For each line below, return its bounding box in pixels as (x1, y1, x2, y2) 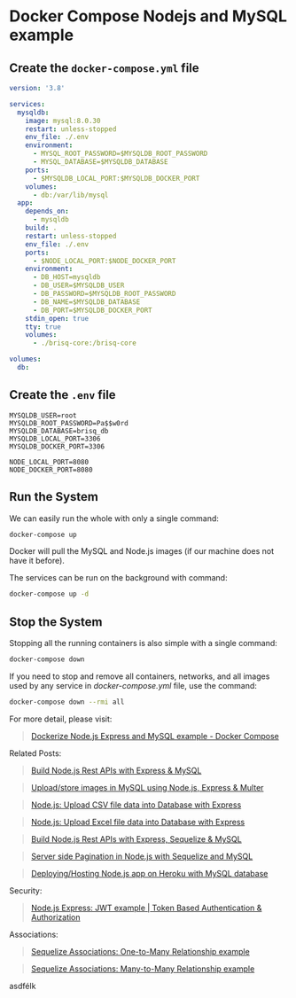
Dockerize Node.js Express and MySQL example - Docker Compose (30, 730, 279, 741)
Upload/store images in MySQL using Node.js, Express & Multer (30, 782, 264, 792)
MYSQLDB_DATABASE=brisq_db (9, 426, 109, 435)
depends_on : (25, 207, 69, 216)
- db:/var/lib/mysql (32, 191, 109, 199)
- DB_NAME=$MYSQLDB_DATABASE (32, 297, 141, 307)
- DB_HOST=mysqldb (32, 273, 101, 282)
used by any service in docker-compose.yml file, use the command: (9, 680, 257, 690)
